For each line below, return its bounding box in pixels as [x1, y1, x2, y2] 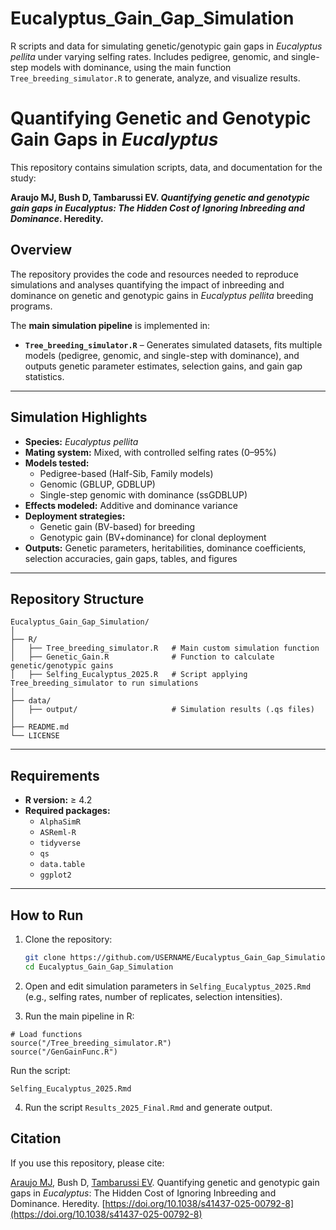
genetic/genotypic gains [10, 661, 114, 671]
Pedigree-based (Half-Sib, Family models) [39, 467, 214, 479]
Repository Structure [10, 590, 145, 607]
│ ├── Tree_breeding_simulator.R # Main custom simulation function [10, 643, 320, 654]
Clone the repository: [24, 933, 113, 945]
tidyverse [39, 838, 82, 849]
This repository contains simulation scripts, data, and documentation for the [10, 161, 323, 173]
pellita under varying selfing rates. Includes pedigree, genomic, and [10, 50, 290, 62]
